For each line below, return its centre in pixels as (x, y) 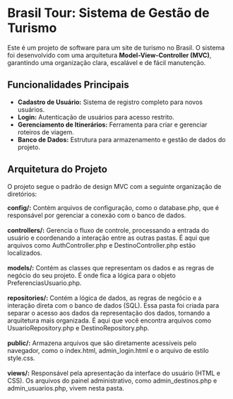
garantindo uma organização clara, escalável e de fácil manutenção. (107, 62)
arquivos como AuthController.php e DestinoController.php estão (102, 245)
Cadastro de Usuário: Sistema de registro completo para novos (110, 102)
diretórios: (22, 194)
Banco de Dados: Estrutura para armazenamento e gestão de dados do (121, 139)
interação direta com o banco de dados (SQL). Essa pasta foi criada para (113, 305)
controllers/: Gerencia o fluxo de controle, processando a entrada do (108, 230)
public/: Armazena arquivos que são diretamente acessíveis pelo (102, 343)
